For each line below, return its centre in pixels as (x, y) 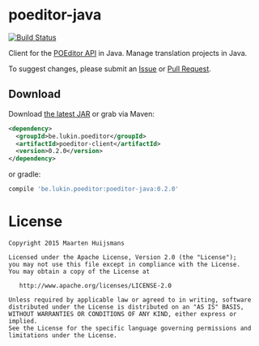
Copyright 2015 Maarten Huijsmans (67, 243)
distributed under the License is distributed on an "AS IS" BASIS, (126, 307)
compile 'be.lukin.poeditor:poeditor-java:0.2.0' (94, 189)
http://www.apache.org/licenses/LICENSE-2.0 (96, 285)
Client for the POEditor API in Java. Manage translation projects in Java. (128, 53)
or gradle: (25, 174)
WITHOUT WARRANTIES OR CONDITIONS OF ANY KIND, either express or (123, 314)
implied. (23, 321)
